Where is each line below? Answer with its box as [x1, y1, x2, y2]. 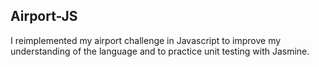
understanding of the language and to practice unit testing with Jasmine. [10, 45, 310, 57]
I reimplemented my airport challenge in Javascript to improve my [10, 34, 282, 46]
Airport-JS [10, 8, 78, 25]
